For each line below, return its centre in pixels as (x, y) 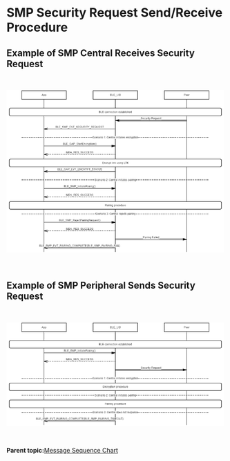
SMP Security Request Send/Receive (115, 13)
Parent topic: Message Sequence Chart (63, 450)
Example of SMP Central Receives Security (100, 53)
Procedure (37, 27)
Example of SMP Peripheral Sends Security (101, 285)
